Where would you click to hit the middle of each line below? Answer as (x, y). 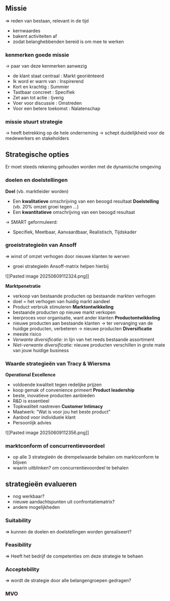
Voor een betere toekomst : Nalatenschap (56, 109)
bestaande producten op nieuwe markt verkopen (64, 312)
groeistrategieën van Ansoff (41, 245)
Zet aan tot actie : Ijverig (38, 98)
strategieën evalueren (41, 484)
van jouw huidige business (41, 350)
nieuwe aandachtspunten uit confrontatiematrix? (64, 502)
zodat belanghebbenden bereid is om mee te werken (68, 41)
